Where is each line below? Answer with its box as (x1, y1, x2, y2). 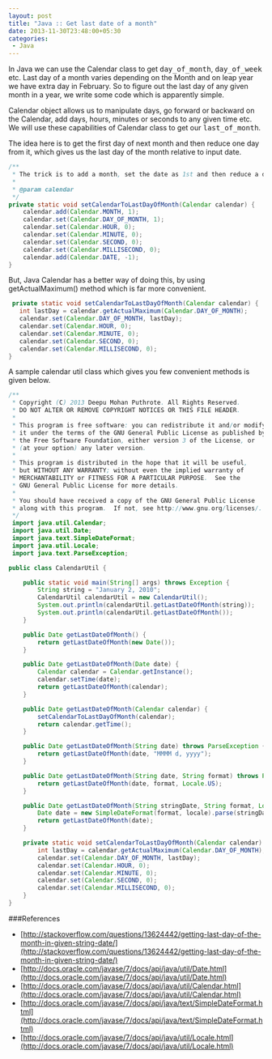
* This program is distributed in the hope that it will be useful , (11, 459, 249, 467)
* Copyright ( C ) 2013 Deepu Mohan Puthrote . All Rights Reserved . (11, 398, 241, 407)
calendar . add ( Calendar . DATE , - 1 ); (23, 253, 139, 262)
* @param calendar (11, 185, 74, 194)
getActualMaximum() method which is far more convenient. (8, 284, 206, 294)
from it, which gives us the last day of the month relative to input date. (8, 147, 242, 157)
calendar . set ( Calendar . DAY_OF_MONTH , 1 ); (23, 215, 164, 223)
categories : (8, 34, 49, 43)
